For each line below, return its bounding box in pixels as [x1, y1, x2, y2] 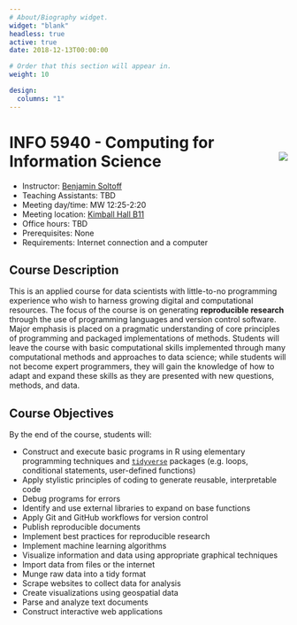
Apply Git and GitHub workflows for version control [21, 513, 209, 523]
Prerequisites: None [21, 228, 95, 238]
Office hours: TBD [21, 218, 88, 228]
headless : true [9, 29, 65, 38]
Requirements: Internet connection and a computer [21, 236, 209, 248]
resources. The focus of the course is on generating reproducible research [9, 305, 285, 315]
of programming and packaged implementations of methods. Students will [9, 333, 280, 343]
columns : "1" [17, 94, 65, 103]
